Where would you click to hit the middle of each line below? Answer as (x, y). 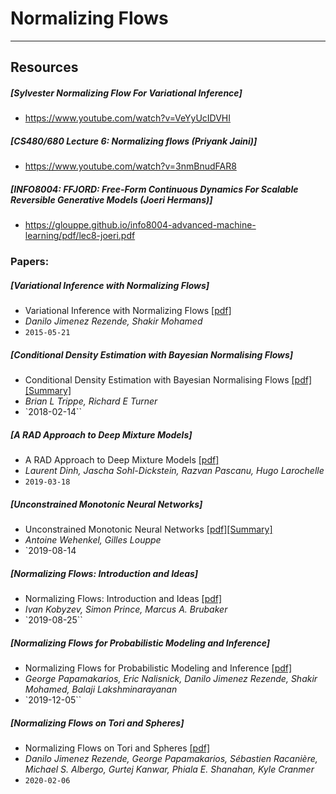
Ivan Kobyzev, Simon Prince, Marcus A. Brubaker (126, 609)
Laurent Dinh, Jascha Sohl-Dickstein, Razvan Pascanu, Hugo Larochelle (174, 471)
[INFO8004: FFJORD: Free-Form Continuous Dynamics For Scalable (154, 189)
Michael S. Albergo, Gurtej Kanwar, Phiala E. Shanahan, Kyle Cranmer (169, 769)
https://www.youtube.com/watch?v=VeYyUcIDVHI (128, 118)
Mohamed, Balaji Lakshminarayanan (101, 689)
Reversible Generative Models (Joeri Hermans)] (111, 199)
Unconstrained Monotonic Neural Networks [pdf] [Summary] (148, 529)
